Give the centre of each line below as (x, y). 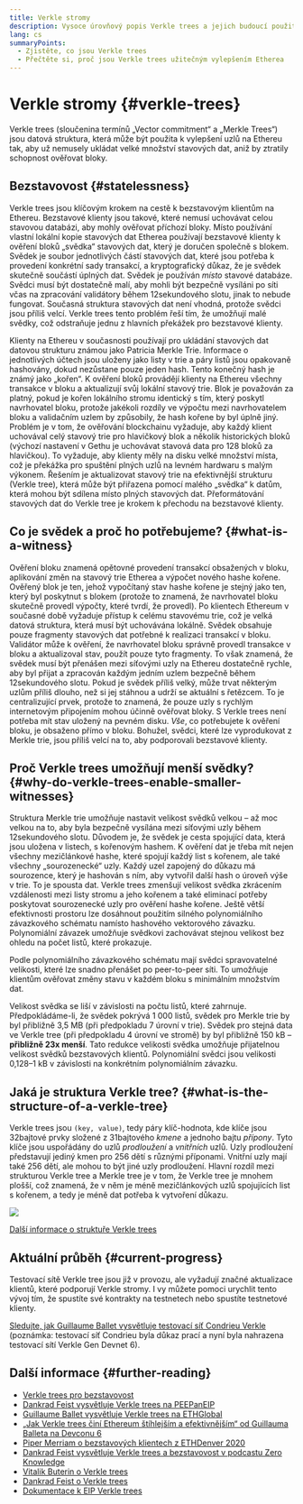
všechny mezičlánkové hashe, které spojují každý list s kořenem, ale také (145, 857)
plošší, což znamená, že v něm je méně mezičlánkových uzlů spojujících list (150, 1186)
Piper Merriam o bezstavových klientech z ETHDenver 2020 (134, 1443)
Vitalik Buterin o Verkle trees (75, 1472)
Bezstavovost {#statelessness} (100, 186)
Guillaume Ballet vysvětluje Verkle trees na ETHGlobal (122, 1414)
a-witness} (41, 546)
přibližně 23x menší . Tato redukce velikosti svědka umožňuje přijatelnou (144, 1045)
